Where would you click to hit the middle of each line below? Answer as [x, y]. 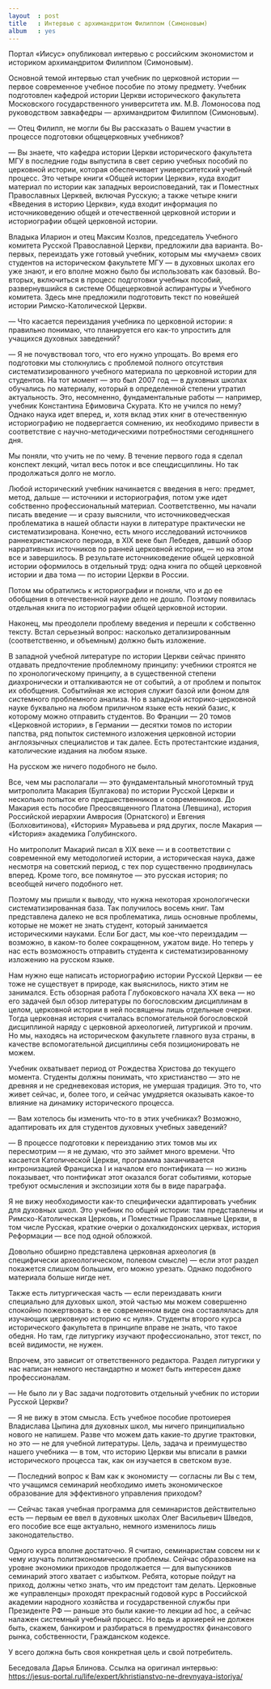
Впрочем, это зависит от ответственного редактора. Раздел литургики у [134, 1360]
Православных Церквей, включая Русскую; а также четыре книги [123, 196]
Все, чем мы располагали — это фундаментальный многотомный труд [131, 783]
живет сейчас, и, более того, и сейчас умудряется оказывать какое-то [131, 1094]
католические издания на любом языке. [78, 751]
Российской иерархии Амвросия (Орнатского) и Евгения [107, 817]
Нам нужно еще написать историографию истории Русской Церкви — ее [135, 975]
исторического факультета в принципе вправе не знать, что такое [123, 1327]
